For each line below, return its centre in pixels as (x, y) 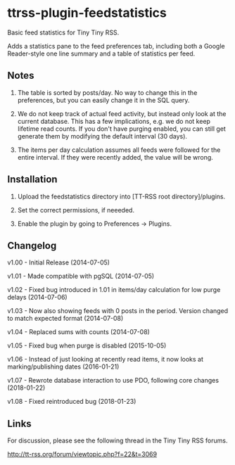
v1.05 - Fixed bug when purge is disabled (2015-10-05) (87, 345)
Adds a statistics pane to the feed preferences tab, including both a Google (116, 46)
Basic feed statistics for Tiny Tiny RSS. (63, 32)
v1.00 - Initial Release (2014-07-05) (59, 262)
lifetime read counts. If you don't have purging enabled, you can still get (122, 129)
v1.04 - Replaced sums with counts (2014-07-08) (78, 332)
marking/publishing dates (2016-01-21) (63, 367)
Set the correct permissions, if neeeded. (76, 210)
